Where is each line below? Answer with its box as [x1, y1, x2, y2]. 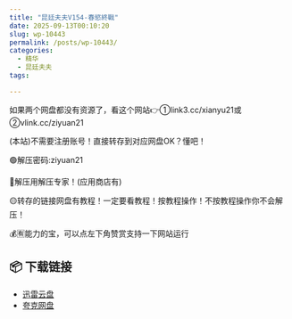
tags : [9, 71, 29, 80]
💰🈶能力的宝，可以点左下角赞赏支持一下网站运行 [9, 228, 189, 239]
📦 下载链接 [9, 259, 73, 274]
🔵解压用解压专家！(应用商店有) [9, 176, 122, 187]
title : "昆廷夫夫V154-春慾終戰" [9, 12, 119, 22]
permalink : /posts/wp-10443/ [9, 37, 118, 47]
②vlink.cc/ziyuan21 [9, 117, 84, 127]
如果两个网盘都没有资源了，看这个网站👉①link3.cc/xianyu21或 [9, 104, 243, 115]
